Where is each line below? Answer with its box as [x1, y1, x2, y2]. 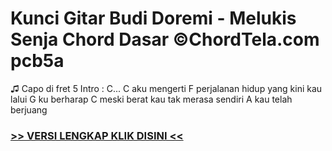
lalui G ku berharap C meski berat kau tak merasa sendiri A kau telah [10, 93, 293, 105]
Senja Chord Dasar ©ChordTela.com [10, 28, 320, 51]
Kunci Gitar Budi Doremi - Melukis [10, 7, 297, 30]
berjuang [10, 103, 48, 116]
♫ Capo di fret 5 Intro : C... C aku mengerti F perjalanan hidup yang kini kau [10, 82, 323, 94]
